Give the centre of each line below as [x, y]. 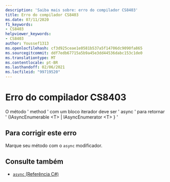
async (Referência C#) [36, 174]
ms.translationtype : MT [31, 58]
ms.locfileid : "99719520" [33, 72]
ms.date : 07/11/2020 [27, 19]
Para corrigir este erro [41, 133]
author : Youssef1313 [27, 44]
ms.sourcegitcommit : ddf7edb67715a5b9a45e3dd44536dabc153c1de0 [74, 53]
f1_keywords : [19, 24]
